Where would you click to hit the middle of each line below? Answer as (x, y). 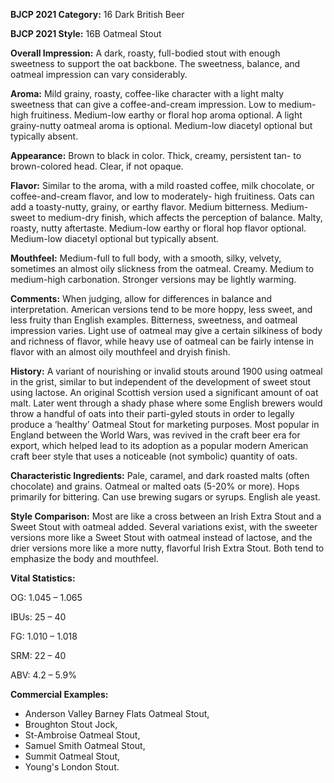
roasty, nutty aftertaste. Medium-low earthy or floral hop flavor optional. (158, 228)
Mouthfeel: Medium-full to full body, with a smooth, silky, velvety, (146, 258)
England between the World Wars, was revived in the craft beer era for (155, 435)
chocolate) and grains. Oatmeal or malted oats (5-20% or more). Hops (155, 486)
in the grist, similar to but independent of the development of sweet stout (161, 382)
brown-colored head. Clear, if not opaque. (97, 166)
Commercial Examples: (59, 694)
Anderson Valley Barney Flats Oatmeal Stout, (117, 713)
